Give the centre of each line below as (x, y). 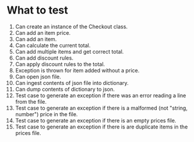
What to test (37, 10)
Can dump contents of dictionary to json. (65, 89)
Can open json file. (38, 77)
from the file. (31, 101)
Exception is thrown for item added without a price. (77, 70)
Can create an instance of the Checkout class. (71, 27)
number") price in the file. (47, 114)
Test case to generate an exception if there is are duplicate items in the (101, 127)
